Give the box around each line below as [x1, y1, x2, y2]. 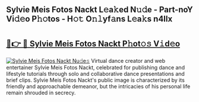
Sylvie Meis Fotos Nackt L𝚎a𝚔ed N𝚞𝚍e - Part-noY [6, 5, 193, 15]
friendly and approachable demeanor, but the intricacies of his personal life [6, 83, 191, 90]
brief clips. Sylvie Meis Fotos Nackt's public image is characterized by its [6, 76, 185, 84]
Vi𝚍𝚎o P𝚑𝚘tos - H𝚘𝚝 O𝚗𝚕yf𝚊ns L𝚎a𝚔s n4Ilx [6, 14, 173, 24]
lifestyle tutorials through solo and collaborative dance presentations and [6, 71, 185, 77]
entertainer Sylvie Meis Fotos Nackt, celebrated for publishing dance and [6, 64, 185, 71]
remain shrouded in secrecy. [6, 89, 76, 96]
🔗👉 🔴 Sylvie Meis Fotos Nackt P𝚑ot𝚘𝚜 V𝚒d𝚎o [6, 39, 180, 49]
